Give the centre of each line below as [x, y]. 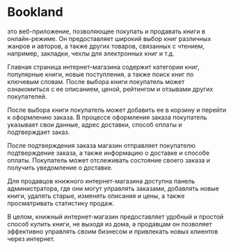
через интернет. [31, 239]
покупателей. [27, 96]
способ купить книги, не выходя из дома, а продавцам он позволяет [110, 224]
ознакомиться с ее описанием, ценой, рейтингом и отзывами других [110, 89]
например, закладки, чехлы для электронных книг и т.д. [91, 53]
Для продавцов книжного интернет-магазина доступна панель [101, 181]
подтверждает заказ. [39, 132]
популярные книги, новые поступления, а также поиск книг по [101, 74]
